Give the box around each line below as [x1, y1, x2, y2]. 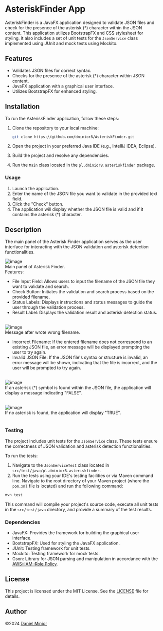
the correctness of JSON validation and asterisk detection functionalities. [5, 443, 152, 449]
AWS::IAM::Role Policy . [12, 561, 58, 567]
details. [5, 593, 20, 599]
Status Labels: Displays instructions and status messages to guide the [12, 299, 153, 305]
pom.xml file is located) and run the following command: [12, 483, 123, 489]
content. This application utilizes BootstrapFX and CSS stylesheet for [5, 30, 144, 36]
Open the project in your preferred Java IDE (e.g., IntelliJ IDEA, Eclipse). [12, 143, 156, 149]
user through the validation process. [12, 304, 85, 310]
